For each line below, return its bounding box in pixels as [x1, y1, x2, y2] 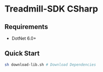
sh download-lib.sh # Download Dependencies [4, 62, 96, 67]
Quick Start [4, 49, 40, 58]
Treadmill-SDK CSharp [4, 3, 98, 14]
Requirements [4, 23, 48, 31]
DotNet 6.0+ [11, 35, 37, 41]
